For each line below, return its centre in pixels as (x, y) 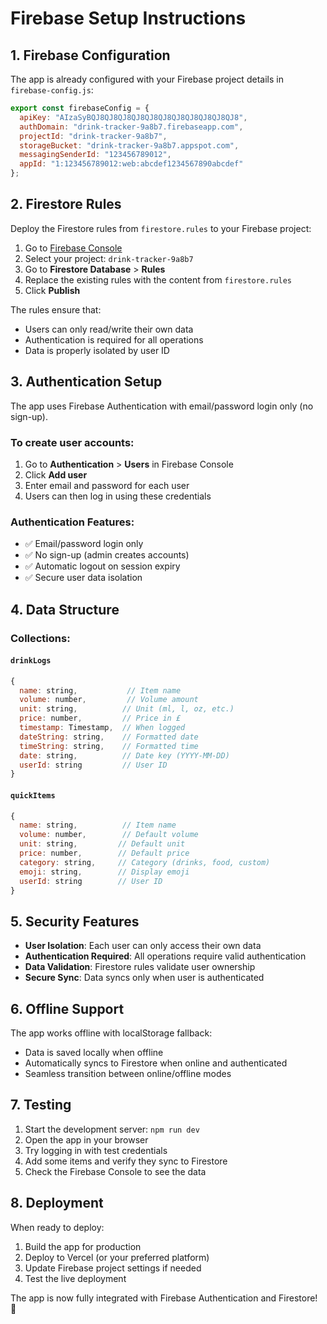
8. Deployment (57, 1203)
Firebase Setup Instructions (128, 18)
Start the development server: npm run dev (112, 1129)
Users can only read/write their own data (109, 329)
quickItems (33, 795)
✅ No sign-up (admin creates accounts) (107, 555)
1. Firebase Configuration (90, 55)
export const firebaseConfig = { (80, 108)
